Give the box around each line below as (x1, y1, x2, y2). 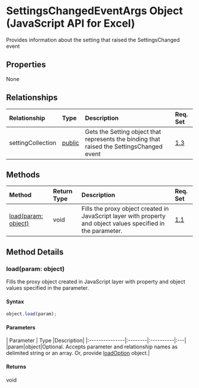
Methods (6, 170, 40, 180)
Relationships (6, 93, 58, 103)
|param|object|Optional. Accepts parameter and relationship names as (6, 343, 178, 350)
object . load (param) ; (6, 311, 57, 317)
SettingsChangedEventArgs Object (6, 4, 183, 18)
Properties (6, 60, 46, 70)
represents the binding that (85, 135, 161, 143)
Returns (6, 363, 27, 370)
